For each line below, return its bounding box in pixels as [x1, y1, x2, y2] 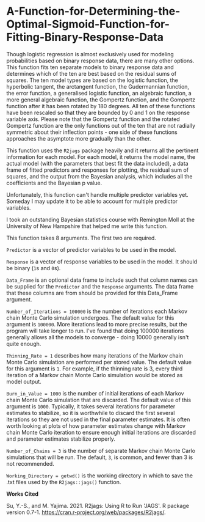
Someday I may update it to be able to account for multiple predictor [6, 197, 178, 205]
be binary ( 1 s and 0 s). [6, 264, 61, 271]
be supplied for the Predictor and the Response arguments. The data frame [6, 282, 194, 290]
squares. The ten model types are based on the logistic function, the [6, 76, 179, 84]
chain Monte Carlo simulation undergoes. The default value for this [6, 314, 174, 322]
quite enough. [6, 340, 41, 347]
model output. [6, 378, 41, 385]
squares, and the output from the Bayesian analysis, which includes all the [6, 172, 193, 180]
